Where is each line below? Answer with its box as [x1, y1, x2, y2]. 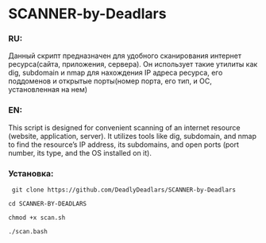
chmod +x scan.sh [8, 214, 66, 222]
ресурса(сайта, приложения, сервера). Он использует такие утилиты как [8, 60, 258, 69]
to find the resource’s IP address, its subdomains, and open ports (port [8, 140, 240, 149]
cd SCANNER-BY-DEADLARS [8, 200, 87, 208]
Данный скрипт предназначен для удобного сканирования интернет [8, 51, 242, 60]
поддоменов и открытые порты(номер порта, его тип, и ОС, [8, 76, 212, 86]
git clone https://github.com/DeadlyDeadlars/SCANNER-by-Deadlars [11, 186, 237, 195]
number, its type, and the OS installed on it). [8, 148, 152, 157]
